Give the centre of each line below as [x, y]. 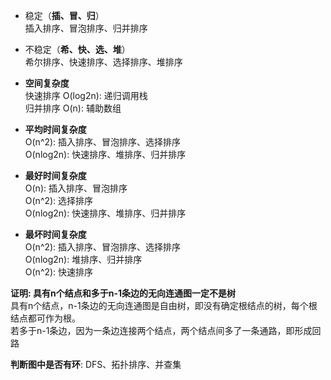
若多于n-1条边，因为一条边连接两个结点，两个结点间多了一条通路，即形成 [161, 330]
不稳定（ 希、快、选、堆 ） [77, 49]
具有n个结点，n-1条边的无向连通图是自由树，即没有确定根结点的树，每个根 [164, 305]
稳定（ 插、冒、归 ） [64, 15]
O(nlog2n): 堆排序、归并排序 [83, 259]
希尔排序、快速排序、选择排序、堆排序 [103, 62]
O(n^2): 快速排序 [59, 272]
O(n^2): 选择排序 [59, 200]
